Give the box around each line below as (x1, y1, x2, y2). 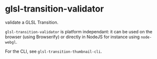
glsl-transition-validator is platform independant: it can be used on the (5, 29, 153, 34)
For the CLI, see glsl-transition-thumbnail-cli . (5, 48, 102, 54)
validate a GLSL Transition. (5, 19, 59, 25)
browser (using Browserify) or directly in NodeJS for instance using (5, 34, 140, 40)
